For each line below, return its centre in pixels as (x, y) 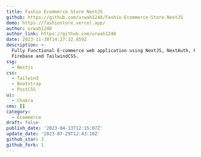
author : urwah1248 (29, 28)
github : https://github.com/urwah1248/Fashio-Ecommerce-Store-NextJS (95, 17)
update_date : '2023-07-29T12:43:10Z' (53, 134)
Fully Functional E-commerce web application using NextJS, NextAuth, (101, 51)
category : (19, 112)
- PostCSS (24, 90)
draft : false (22, 123)
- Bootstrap (27, 84)
